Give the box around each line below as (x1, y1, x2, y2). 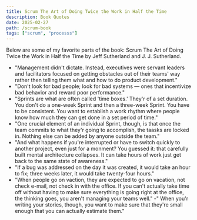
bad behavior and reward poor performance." (14, 89, 125, 96)
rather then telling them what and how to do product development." (14, 77, 178, 84)
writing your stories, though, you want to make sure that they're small (14, 201, 183, 208)
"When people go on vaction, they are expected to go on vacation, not (14, 177, 185, 184)
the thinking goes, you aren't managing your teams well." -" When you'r (14, 195, 189, 202)
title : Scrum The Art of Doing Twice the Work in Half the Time (6, 8, 167, 15)
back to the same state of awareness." (14, 158, 108, 165)
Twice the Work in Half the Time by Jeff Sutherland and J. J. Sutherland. (6, 53, 182, 60)
